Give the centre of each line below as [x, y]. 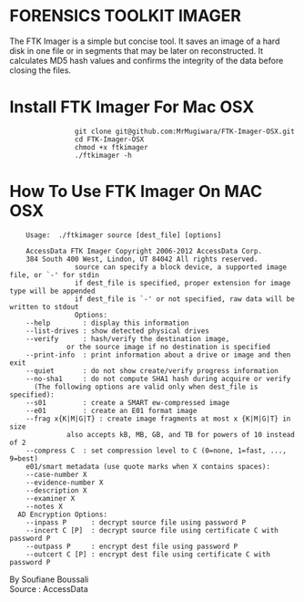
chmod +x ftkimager [111, 147]
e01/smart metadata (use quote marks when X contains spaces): [148, 466]
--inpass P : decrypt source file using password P [136, 522]
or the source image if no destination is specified [169, 347]
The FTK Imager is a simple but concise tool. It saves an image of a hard [145, 41]
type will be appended [52, 291]
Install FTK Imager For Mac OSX [132, 107]
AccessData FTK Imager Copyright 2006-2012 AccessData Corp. [144, 251]
